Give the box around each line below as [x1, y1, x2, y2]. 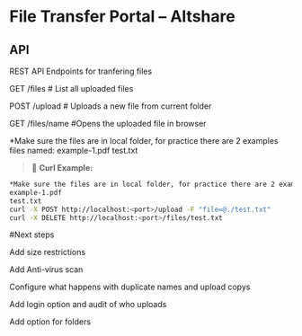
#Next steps [9, 229, 55, 240]
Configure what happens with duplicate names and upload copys [9, 281, 251, 293]
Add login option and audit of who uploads [9, 299, 167, 310]
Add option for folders [9, 316, 92, 327]
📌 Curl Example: [31, 163, 93, 172]
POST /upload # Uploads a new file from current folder [9, 101, 212, 111]
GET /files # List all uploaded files [9, 84, 134, 93]
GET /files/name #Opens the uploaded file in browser [9, 119, 207, 128]
